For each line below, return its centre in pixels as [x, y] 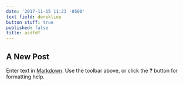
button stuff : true [30, 22]
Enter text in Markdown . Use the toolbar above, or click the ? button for [92, 70]
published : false [27, 28]
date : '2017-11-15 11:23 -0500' [45, 11]
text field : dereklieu [34, 17]
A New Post [28, 57]
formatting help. [26, 77]
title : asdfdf [23, 33]
